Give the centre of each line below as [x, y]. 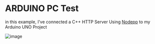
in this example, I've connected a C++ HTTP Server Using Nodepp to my [78, 22]
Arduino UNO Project [26, 27]
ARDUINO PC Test [42, 8]
